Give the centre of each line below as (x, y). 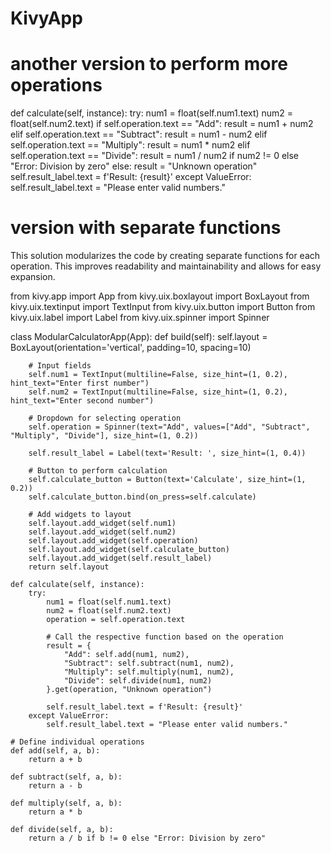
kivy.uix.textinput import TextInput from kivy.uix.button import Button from (163, 307)
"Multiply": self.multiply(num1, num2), (149, 672)
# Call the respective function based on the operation (165, 637)
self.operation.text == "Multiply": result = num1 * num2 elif (130, 145)
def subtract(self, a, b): (66, 777)
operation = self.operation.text (116, 620)
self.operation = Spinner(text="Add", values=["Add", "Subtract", (169, 427)
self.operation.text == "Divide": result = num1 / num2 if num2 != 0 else (155, 156)
